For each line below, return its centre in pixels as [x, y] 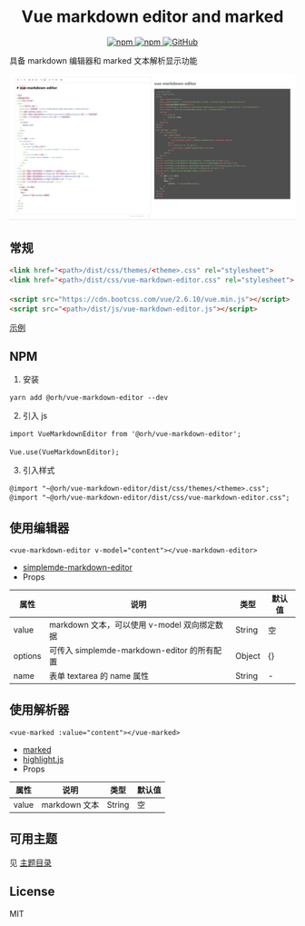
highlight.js [43, 759]
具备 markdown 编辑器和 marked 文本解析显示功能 [103, 60]
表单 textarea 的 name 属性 [99, 676]
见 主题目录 [30, 862]
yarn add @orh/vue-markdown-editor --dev [89, 398]
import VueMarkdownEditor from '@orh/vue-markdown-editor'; [126, 434]
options [27, 655]
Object [248, 655]
